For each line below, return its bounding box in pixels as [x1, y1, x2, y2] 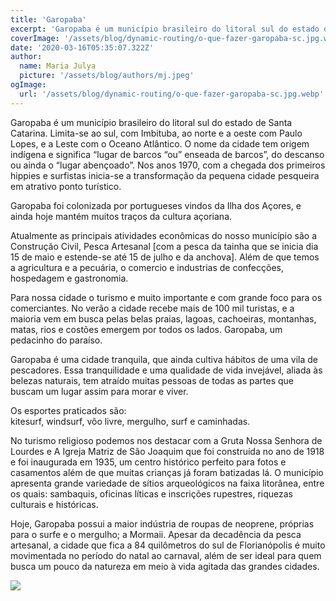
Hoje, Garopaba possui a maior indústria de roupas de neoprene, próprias [10, 517, 315, 530]
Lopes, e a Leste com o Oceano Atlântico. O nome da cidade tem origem [10, 137, 310, 150]
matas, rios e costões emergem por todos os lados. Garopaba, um [10, 323, 283, 335]
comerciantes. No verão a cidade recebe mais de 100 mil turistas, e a [10, 302, 295, 314]
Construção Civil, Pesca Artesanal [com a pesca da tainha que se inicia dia [10, 240, 319, 252]
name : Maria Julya [19, 61, 97, 71]
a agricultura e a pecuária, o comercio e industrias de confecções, [10, 261, 284, 273]
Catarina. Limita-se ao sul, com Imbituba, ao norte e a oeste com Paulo [10, 127, 303, 139]
